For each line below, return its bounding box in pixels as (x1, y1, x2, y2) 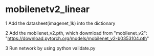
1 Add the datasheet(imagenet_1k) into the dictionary (5, 20, 116, 26)
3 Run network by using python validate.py (5, 45, 96, 51)
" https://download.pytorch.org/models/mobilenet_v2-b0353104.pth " (5, 35, 149, 41)
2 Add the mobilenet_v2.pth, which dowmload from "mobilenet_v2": (5, 30, 147, 36)
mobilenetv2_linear (5, 4, 90, 15)
